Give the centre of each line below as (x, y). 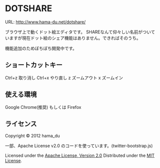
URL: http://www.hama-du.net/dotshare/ (45, 22)
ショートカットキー (34, 65)
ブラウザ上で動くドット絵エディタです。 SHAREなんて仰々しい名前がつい (78, 32)
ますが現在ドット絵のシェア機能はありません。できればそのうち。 (75, 38)
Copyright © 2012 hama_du (32, 136)
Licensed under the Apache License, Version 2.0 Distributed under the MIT (80, 155)
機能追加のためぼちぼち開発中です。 (41, 48)
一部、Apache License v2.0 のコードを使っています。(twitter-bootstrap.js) (79, 146)
